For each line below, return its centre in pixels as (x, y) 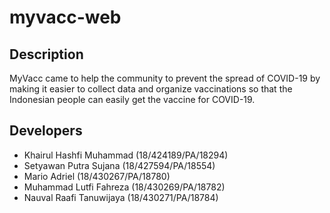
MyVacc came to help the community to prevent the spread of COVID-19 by (165, 78)
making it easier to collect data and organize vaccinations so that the (151, 89)
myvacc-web (65, 17)
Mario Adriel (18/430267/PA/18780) (97, 176)
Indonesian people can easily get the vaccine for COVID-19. (132, 99)
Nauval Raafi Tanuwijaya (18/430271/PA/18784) (121, 197)
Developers (46, 131)
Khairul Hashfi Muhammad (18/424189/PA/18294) (126, 155)
